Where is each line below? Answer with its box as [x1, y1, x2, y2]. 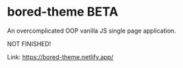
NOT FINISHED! [7, 39, 51, 48]
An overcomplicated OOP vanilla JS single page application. [7, 27, 176, 35]
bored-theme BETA [7, 4, 119, 20]
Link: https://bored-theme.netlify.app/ [7, 52, 114, 61]
